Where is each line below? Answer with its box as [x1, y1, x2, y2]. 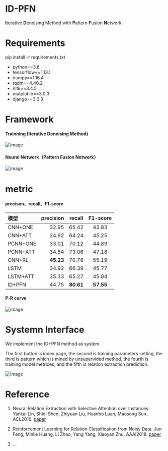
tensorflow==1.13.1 [12, 69, 51, 75]
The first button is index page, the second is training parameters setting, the [5, 351, 163, 356]
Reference [5, 389, 49, 400]
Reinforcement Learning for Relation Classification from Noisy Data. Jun [12, 426, 162, 432]
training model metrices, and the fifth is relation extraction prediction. [5, 361, 149, 367]
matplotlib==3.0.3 [12, 90, 50, 96]
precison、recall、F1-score [5, 201, 64, 207]
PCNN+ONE [8, 240, 37, 247]
